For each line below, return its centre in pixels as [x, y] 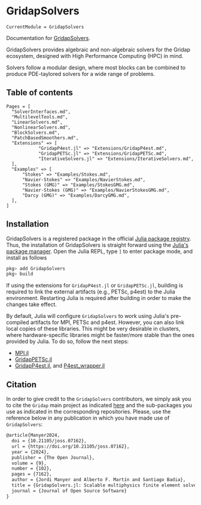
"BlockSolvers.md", [36, 133]
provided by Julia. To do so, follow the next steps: [68, 341]
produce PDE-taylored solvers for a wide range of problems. [81, 74]
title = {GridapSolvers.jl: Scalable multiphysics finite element [96, 485]
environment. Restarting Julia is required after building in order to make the [99, 298]
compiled [18, 322]
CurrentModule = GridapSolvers [45, 27]
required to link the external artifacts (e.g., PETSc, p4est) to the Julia [91, 292]
